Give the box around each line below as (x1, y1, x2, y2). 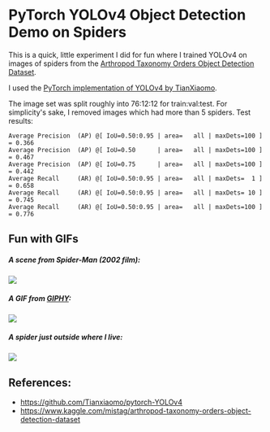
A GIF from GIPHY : (8, 293, 71, 303)
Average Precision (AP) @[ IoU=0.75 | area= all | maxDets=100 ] (8, 160, 264, 168)
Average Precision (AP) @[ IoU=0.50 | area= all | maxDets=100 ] (8, 146, 264, 154)
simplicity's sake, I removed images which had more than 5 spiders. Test (8, 107, 251, 117)
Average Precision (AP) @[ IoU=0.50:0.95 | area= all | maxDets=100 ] (8, 132, 264, 140)
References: (8, 376, 71, 390)
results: (8, 116, 34, 125)
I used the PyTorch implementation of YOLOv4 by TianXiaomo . (8, 83, 217, 93)
